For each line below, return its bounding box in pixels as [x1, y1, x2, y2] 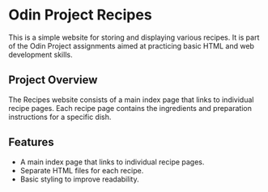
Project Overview [8, 73, 98, 87]
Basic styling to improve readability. [19, 174, 139, 184]
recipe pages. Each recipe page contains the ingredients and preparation [8, 103, 253, 113]
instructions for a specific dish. [8, 112, 112, 122]
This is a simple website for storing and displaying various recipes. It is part [8, 32, 260, 42]
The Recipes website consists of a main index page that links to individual [8, 95, 254, 105]
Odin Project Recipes [8, 6, 152, 24]
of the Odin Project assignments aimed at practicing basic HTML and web [8, 41, 255, 50]
